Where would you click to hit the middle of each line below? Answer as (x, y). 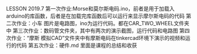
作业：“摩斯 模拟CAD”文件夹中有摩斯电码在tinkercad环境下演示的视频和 (98, 38)
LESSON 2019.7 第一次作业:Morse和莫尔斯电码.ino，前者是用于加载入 (91, 9)
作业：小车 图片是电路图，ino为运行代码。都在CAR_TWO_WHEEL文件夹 (103, 23)
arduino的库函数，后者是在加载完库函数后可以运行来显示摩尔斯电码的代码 (95, 16)
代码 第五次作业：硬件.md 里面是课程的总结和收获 (77, 45)
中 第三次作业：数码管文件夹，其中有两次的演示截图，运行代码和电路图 (92, 31)
